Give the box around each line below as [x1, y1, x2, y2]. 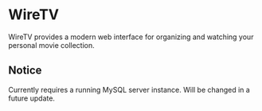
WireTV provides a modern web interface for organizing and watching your [8, 32, 254, 42]
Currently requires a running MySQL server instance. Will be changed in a [8, 85, 251, 94]
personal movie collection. [8, 40, 95, 50]
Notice [8, 64, 42, 77]
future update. [8, 93, 56, 103]
